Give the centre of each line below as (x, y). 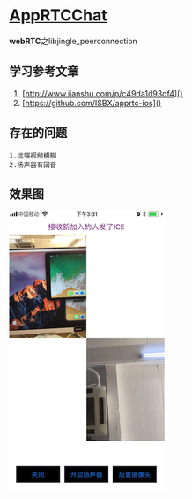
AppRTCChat (58, 15)
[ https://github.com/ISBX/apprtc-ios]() (92, 103)
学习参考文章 (44, 72)
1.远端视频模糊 (33, 156)
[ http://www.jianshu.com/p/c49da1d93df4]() (102, 93)
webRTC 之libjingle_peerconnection (74, 41)
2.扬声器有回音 (33, 165)
